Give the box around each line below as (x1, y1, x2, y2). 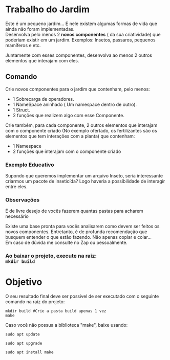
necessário (5, 213, 29, 219)
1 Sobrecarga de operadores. (12, 96, 74, 102)
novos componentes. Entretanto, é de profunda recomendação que (5, 229, 147, 235)
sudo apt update (5, 332, 40, 337)
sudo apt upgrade (5, 341, 42, 346)
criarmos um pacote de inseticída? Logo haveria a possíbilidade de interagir (5, 178, 165, 185)
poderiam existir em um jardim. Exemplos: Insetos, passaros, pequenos (5, 37, 156, 43)
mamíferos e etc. (5, 42, 41, 48)
